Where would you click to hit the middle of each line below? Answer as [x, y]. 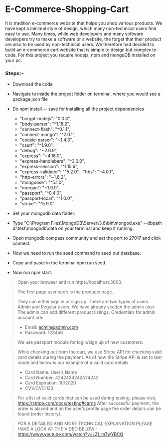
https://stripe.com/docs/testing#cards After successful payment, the [88, 403]
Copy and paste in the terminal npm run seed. [59, 263]
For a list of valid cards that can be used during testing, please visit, [87, 398]
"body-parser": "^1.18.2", [45, 124]
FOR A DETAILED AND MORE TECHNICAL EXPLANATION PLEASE [85, 423]
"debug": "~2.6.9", [39, 151]
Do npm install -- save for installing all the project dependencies [78, 109]
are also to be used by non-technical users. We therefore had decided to [80, 44]
